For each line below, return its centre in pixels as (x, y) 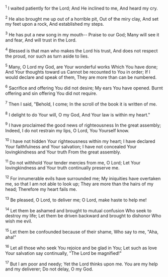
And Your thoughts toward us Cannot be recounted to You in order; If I (78, 72)
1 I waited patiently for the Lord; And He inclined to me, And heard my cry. (82, 8)
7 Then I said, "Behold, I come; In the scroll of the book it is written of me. (81, 103)
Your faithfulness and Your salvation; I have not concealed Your (71, 146)
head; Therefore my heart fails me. (41, 189)
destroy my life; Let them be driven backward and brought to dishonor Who (83, 216)
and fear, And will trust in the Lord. (41, 40)
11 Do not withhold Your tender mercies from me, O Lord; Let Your (73, 162)
